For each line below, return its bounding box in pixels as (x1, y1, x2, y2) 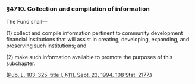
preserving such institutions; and (6, 42, 87, 49)
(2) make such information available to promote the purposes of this (6, 54, 173, 61)
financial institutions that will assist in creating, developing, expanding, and (6, 36, 190, 43)
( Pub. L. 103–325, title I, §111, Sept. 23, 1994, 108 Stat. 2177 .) (6, 72, 153, 79)
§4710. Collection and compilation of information (6, 5, 150, 13)
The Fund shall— (6, 18, 48, 25)
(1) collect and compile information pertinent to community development (6, 30, 183, 37)
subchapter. (6, 60, 36, 67)
